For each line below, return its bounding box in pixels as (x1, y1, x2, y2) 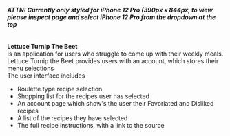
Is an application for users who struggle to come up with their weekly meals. (7, 49, 224, 58)
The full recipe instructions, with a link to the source (17, 122, 165, 129)
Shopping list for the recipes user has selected (17, 92, 150, 100)
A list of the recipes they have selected (17, 114, 128, 122)
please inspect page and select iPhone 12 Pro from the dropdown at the (7, 13, 216, 21)
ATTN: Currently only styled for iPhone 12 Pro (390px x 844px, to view (7, 6, 213, 14)
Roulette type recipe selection (17, 85, 103, 93)
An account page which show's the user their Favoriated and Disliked (17, 100, 214, 107)
